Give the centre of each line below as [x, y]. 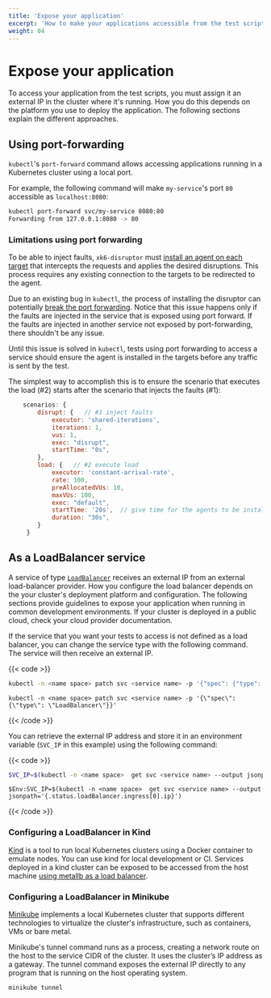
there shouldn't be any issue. [56, 333]
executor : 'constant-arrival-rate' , [113, 473]
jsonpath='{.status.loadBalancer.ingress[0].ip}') [95, 797]
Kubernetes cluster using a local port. [71, 173]
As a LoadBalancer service [77, 558]
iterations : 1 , [77, 427]
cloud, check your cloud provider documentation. [90, 620]
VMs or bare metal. [40, 932]
